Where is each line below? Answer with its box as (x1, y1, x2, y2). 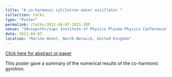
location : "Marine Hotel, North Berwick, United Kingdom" (5, 36, 132, 42)
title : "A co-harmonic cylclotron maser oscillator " (5, 7, 123, 13)
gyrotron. (5, 65, 25, 72)
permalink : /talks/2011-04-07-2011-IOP (5, 22, 91, 27)
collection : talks (5, 12, 45, 17)
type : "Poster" (5, 17, 38, 22)
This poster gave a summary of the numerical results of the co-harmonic (5, 60, 159, 66)
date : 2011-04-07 (5, 31, 42, 36)
